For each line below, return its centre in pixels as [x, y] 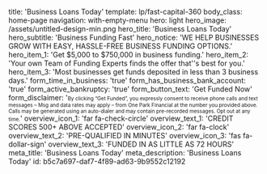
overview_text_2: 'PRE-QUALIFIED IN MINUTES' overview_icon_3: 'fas [125, 136]
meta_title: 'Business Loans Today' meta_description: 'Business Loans [125, 153]
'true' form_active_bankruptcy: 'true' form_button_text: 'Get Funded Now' [130, 89]
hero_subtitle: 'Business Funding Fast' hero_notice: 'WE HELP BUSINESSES [134, 37]
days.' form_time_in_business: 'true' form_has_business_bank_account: [127, 81]
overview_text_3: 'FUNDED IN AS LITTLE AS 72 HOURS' [141, 144]
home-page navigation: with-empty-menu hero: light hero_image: [117, 20]
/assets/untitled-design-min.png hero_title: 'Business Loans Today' [120, 29]
